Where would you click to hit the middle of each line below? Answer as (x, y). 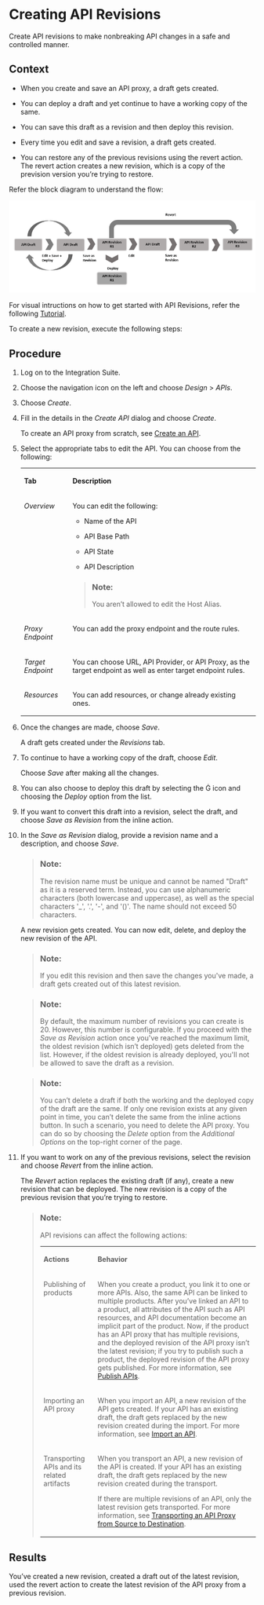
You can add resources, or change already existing (154, 695)
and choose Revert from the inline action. (87, 1166)
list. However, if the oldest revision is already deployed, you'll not (145, 1055)
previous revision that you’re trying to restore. (94, 1197)
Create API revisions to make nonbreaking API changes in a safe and (119, 36)
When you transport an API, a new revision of (170, 1459)
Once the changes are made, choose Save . (90, 727)
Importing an (64, 1400)
